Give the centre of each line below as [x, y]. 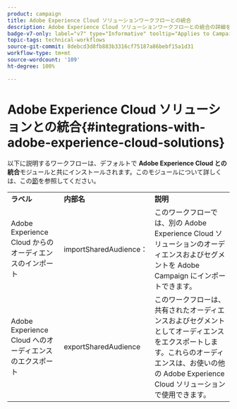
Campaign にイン [183, 276]
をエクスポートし [183, 341]
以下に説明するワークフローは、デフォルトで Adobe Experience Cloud [110, 163]
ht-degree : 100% [31, 66]
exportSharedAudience [102, 346]
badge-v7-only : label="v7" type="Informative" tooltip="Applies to [109, 33]
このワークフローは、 [190, 299]
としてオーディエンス [189, 331]
